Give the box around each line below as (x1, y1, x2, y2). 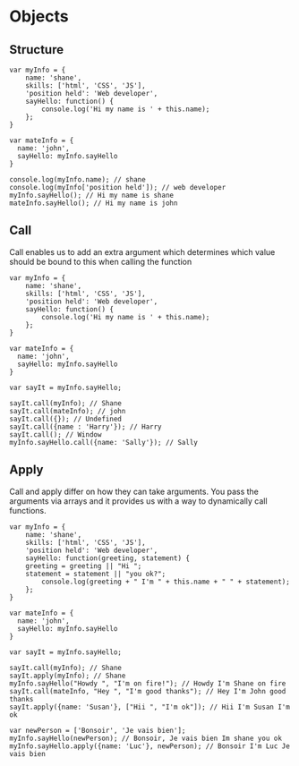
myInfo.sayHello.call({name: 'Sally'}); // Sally (9, 438, 199, 447)
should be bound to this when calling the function (9, 256, 192, 267)
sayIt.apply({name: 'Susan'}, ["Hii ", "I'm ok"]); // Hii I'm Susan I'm (9, 702, 291, 711)
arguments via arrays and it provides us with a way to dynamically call (9, 495, 268, 506)
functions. (9, 505, 47, 515)
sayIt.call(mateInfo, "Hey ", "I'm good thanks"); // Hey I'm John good (9, 686, 286, 695)
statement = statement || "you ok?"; (25, 569, 167, 578)
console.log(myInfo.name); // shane (9, 175, 146, 184)
